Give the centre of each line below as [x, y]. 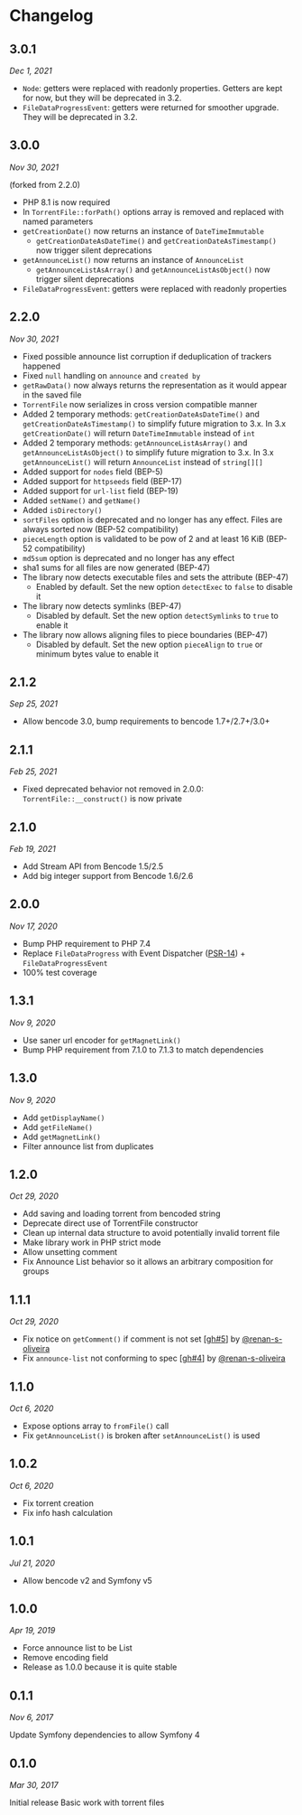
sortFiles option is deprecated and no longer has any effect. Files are [152, 519]
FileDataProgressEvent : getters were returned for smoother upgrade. [151, 108]
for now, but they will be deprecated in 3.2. [102, 98]
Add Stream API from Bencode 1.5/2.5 [93, 866]
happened [41, 366]
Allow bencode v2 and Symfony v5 [87, 1580]
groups [36, 1271]
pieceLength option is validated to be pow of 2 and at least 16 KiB [143, 538]
